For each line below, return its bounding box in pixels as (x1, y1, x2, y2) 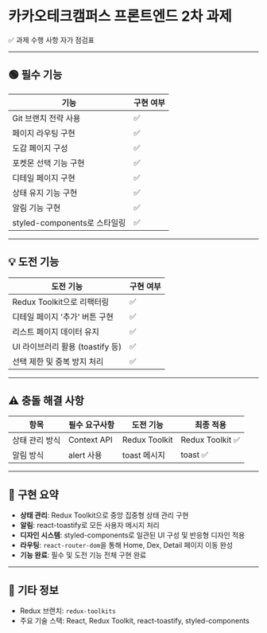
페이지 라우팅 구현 (12, 127, 75, 139)
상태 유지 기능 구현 (12, 187, 78, 198)
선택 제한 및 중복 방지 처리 (12, 356, 104, 367)
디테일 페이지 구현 (12, 172, 75, 183)
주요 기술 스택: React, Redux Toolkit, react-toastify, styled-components (19, 616, 250, 625)
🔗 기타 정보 (8, 583, 60, 597)
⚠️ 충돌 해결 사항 (8, 393, 85, 407)
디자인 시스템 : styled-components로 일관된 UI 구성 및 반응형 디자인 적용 (19, 530, 246, 540)
